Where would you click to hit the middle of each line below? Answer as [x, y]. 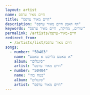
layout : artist [21, 10]
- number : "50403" [29, 52]
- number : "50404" [29, 71]
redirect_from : [21, 38]
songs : [12, 47]
